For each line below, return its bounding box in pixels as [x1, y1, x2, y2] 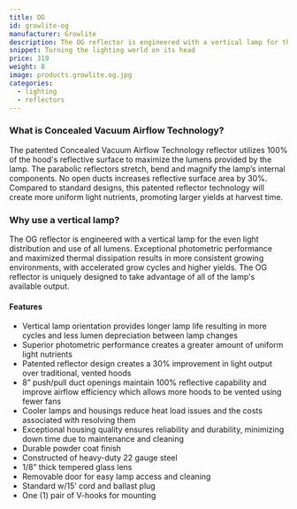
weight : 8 [9, 63, 46, 72]
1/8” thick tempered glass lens [21, 462, 133, 473]
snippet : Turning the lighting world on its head [9, 46, 196, 55]
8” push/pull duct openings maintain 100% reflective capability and [21, 377, 267, 388]
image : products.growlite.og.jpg [9, 71, 133, 80]
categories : [9, 79, 53, 88]
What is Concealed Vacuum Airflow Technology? [9, 125, 225, 137]
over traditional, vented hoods [21, 368, 132, 379]
